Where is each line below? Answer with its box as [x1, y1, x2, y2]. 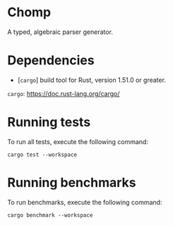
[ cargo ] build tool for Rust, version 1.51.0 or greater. [17, 76, 166, 84]
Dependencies [7, 52, 95, 69]
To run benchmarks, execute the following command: [7, 198, 162, 206]
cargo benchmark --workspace [7, 211, 93, 219]
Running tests [7, 114, 91, 131]
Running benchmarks [7, 174, 136, 191]
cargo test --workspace [7, 151, 78, 158]
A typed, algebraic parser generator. [7, 28, 113, 36]
